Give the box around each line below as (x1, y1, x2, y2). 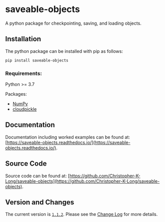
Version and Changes (5, 198, 74, 206)
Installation (5, 35, 41, 43)
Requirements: (5, 69, 42, 77)
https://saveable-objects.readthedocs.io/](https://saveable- (7, 139, 131, 145)
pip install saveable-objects (5, 58, 69, 63)
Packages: (5, 91, 27, 97)
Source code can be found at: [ (5, 173, 70, 179)
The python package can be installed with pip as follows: (5, 48, 123, 54)
